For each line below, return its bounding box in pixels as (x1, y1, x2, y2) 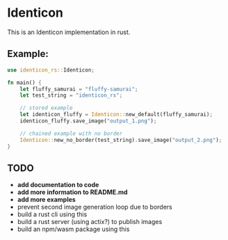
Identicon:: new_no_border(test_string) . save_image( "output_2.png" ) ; (19, 136, 222, 143)
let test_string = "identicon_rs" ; (19, 92, 123, 99)
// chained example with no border (19, 130, 123, 137)
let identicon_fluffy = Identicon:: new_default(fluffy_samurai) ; (19, 111, 213, 118)
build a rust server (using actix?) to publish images (17, 218, 163, 226)
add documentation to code (17, 181, 99, 189)
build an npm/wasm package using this (17, 225, 130, 234)
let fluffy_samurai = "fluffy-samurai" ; (19, 86, 138, 93)
